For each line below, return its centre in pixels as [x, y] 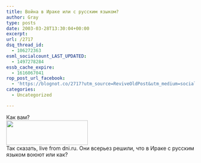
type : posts [21, 23]
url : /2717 [20, 39]
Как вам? [18, 117]
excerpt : [17, 34]
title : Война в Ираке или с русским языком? [63, 12]
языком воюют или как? [37, 154]
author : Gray [22, 17]
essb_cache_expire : [31, 67]
